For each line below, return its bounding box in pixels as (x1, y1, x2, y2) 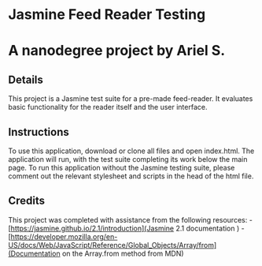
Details (8, 73, 43, 86)
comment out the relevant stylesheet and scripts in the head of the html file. (8, 171, 254, 181)
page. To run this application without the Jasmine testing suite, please (8, 163, 235, 172)
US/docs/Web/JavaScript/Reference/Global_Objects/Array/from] (8, 240, 217, 249)
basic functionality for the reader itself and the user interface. (8, 103, 208, 112)
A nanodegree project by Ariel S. (8, 42, 226, 60)
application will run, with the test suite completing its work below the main (8, 155, 248, 163)
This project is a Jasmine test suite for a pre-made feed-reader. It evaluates (8, 94, 253, 103)
